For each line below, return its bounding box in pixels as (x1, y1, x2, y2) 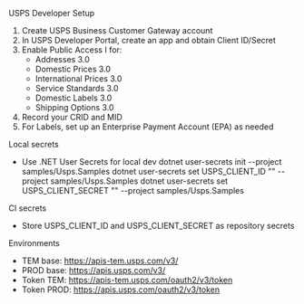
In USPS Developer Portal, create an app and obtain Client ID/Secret (21, 35, 276, 45)
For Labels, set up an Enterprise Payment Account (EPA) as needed (21, 121, 274, 132)
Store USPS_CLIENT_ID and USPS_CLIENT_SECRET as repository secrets (21, 221, 295, 231)
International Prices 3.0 (34, 73, 123, 84)
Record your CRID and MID (21, 112, 123, 122)
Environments (8, 238, 60, 248)
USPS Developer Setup (8, 8, 95, 18)
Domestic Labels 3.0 (34, 92, 113, 103)
